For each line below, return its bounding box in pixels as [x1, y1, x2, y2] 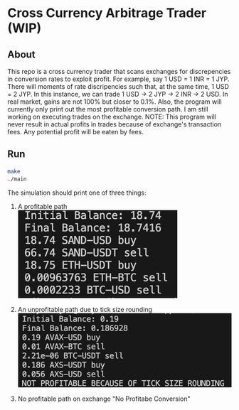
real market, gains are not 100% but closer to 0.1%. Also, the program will [7, 97, 222, 106]
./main [7, 176, 27, 183]
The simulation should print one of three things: [7, 188, 147, 197]
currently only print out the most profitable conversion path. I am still [7, 105, 208, 113]
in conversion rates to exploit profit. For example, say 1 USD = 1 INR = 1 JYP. [7, 75, 230, 83]
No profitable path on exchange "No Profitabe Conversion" [17, 394, 191, 403]
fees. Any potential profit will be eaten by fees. [7, 128, 144, 136]
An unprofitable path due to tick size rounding [17, 305, 153, 313]
